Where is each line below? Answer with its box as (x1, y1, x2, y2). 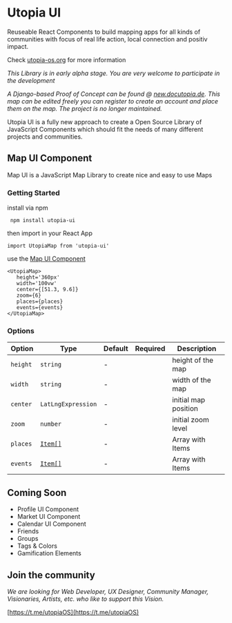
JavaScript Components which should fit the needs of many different (7, 125, 204, 133)
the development (7, 76, 55, 84)
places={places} (16, 298, 64, 305)
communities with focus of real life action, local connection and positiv (7, 34, 208, 43)
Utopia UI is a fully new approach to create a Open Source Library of (7, 117, 202, 126)
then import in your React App (7, 229, 93, 237)
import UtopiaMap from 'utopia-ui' (7, 243, 110, 250)
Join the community (7, 569, 95, 581)
